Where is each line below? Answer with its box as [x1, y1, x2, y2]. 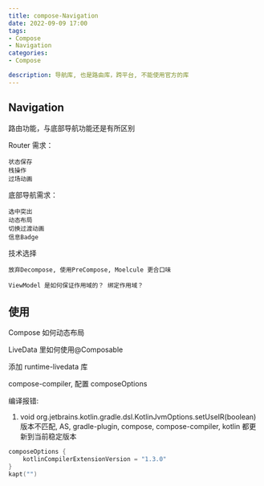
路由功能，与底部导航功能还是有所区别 [8, 123, 135, 133]
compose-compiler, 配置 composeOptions [8, 379, 148, 389]
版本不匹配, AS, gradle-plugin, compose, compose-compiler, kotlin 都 [19, 422, 250, 431]
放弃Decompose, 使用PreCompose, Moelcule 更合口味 [8, 266, 172, 274]
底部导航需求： [8, 190, 58, 199]
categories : [8, 49, 48, 57]
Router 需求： [8, 140, 54, 149]
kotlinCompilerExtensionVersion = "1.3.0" [22, 455, 167, 464]
